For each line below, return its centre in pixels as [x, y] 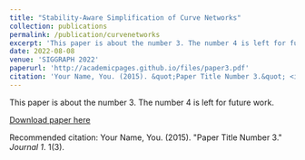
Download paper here [50, 119]
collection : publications [58, 26]
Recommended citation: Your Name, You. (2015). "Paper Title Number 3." [146, 137]
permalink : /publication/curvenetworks [85, 34]
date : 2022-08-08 [42, 52]
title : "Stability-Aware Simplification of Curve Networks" [126, 18]
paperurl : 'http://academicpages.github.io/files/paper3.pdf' [129, 69]
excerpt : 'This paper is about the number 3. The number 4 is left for [148, 43]
